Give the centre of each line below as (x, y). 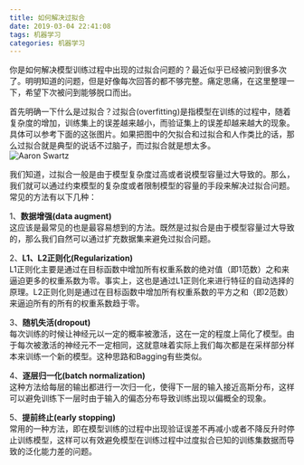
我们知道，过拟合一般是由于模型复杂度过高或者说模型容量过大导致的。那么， (152, 175)
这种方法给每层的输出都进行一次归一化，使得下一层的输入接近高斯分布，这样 (152, 387)
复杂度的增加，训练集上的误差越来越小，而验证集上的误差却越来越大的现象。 (152, 123)
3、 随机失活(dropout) (50, 323)
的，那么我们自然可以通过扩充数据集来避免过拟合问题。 (112, 239)
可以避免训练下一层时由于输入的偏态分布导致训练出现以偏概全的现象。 (140, 398)
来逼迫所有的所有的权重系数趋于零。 (77, 303)
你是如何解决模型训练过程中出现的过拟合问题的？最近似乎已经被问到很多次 (148, 70)
